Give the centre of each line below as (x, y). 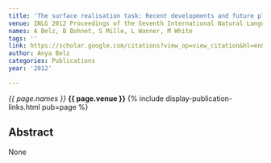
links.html (24, 107)
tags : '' (23, 38)
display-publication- (198, 98)
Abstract (31, 133)
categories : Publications (52, 61)
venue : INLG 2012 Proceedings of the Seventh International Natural (126, 23)
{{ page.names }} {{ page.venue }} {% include (86, 98)
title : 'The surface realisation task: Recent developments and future (131, 16)
